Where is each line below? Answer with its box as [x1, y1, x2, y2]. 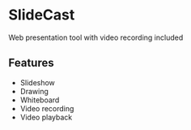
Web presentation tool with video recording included [8, 32, 184, 42]
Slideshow [19, 77, 55, 87]
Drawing [19, 86, 49, 96]
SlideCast [8, 6, 75, 24]
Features [8, 56, 54, 70]
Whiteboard [19, 95, 60, 105]
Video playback [19, 112, 73, 122]
